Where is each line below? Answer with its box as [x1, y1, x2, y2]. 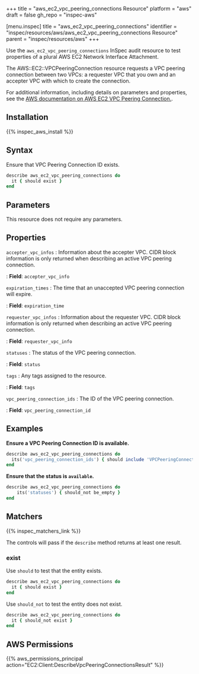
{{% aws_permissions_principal [6, 655, 84, 662]
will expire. [6, 290, 33, 297]
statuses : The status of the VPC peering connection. [6, 349, 136, 356]
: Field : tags [6, 383, 36, 390]
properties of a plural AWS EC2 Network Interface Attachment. [6, 53, 159, 60]
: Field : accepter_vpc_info [6, 272, 70, 279]
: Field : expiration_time [6, 302, 65, 309]
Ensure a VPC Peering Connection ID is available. [6, 439, 129, 447]
